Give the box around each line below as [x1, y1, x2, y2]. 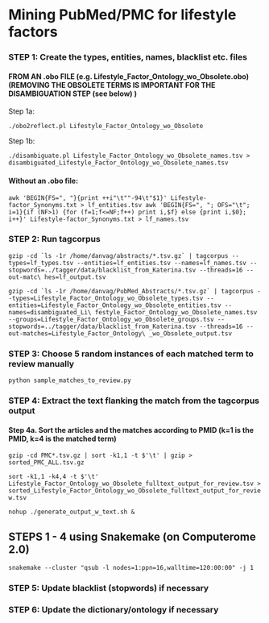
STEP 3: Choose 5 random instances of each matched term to [8, 348, 254, 359]
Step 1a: [8, 106, 35, 116]
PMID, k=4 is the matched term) [8, 434, 117, 443]
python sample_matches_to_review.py [8, 376, 131, 384]
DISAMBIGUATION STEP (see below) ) [8, 89, 137, 98]
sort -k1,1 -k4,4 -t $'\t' [8, 473, 99, 481]
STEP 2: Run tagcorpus [8, 234, 101, 245]
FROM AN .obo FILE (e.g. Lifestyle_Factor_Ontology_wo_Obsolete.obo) [8, 71, 250, 81]
